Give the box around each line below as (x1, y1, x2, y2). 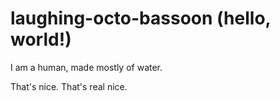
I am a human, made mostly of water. (10, 61, 163, 73)
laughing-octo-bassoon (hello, (10, 7, 272, 30)
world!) (10, 28, 72, 51)
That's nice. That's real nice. (10, 80, 128, 92)
